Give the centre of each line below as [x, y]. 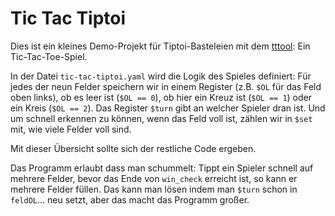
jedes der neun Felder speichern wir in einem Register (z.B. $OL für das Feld [166, 86]
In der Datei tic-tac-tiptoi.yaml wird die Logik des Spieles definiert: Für [161, 76]
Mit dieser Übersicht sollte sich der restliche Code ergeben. [133, 148]
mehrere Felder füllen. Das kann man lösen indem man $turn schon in [154, 189]
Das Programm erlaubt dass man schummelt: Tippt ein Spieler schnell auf [162, 168]
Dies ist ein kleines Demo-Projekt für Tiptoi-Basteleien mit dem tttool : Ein [160, 46]
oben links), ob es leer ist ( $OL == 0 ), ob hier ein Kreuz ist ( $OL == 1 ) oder [161, 97]
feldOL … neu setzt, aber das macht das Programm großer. [130, 199]
